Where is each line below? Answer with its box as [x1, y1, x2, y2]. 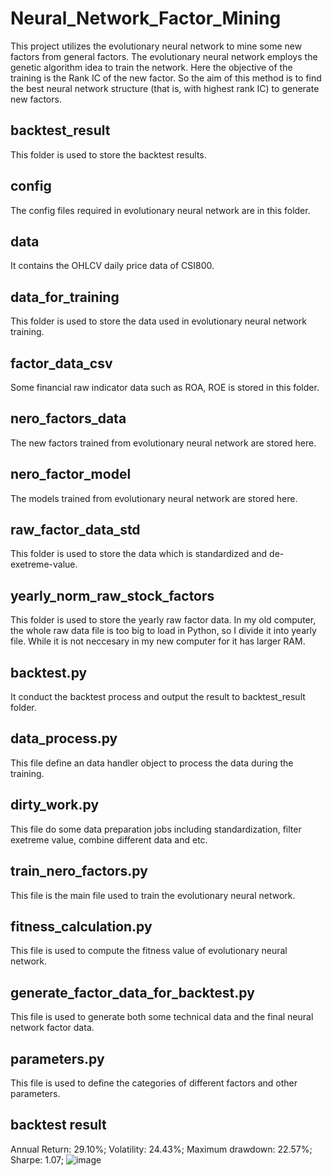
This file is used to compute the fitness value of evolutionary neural [10, 945, 288, 957]
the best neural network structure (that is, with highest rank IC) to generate [10, 82, 320, 94]
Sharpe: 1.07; [10, 1153, 64, 1166]
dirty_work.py [10, 797, 100, 814]
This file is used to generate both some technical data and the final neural [10, 1011, 314, 1023]
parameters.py [10, 1050, 105, 1067]
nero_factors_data [10, 410, 127, 427]
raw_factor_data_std [10, 522, 141, 539]
